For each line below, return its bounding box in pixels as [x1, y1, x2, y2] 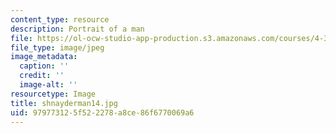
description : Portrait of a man [10, 24, 145, 34]
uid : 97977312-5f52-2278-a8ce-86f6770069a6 [10, 107, 195, 118]
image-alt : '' [19, 80, 78, 90]
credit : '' [19, 71, 65, 81]
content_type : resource [10, 14, 110, 25]
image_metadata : [10, 52, 78, 62]
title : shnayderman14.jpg [10, 98, 118, 108]
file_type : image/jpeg [10, 42, 105, 53]
